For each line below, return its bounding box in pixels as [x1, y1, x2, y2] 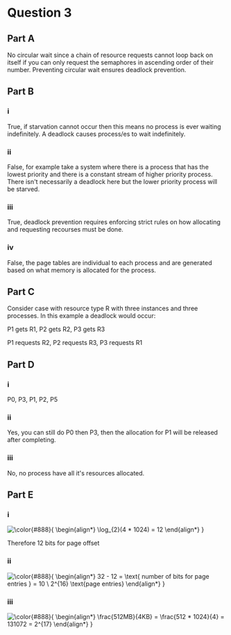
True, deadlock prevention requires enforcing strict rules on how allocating [7, 218, 221, 226]
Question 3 [7, 5, 72, 21]
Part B [7, 85, 35, 98]
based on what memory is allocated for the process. [7, 266, 156, 274]
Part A [7, 33, 35, 44]
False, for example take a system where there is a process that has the [7, 162, 209, 171]
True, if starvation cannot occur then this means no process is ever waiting [7, 122, 221, 130]
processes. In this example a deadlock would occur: [7, 312, 156, 320]
